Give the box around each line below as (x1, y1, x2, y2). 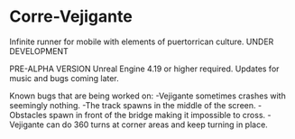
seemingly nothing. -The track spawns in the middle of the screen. (9, 99, 256, 110)
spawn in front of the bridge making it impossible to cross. (49, 109, 266, 120)
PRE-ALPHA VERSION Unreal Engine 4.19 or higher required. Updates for (9, 63, 280, 74)
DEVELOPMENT (9, 45, 69, 56)
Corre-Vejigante (9, 6, 133, 27)
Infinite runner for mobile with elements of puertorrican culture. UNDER (9, 36, 274, 47)
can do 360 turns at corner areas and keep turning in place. (46, 119, 268, 130)
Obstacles (9, 109, 48, 120)
